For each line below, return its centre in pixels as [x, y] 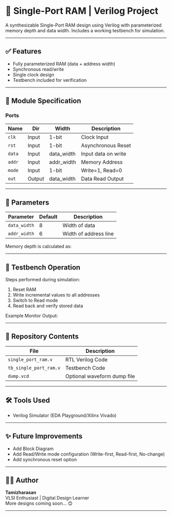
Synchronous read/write [38, 69]
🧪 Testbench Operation [43, 267]
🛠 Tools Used [28, 401]
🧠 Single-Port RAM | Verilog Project [82, 11]
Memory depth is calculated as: [38, 246]
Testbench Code [85, 368]
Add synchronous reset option [45, 459]
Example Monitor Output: [32, 316]
